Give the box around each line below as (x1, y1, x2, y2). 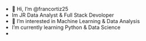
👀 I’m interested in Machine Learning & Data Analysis (11, 18, 140, 24)
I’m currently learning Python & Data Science (11, 24, 121, 31)
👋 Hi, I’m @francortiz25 (11, 6, 69, 12)
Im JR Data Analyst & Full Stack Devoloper (11, 12, 114, 18)
